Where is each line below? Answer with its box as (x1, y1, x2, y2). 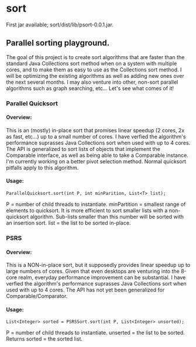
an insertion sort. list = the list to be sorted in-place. (6, 219, 131, 226)
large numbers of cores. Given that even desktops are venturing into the (6, 268, 180, 275)
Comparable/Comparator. (6, 293, 68, 300)
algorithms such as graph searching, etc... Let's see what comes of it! (6, 84, 174, 92)
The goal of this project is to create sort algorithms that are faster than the (6, 53, 185, 60)
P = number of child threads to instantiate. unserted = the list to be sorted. (6, 329, 185, 336)
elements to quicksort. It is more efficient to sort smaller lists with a (6, 207, 168, 214)
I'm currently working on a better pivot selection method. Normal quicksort (6, 157, 186, 165)
